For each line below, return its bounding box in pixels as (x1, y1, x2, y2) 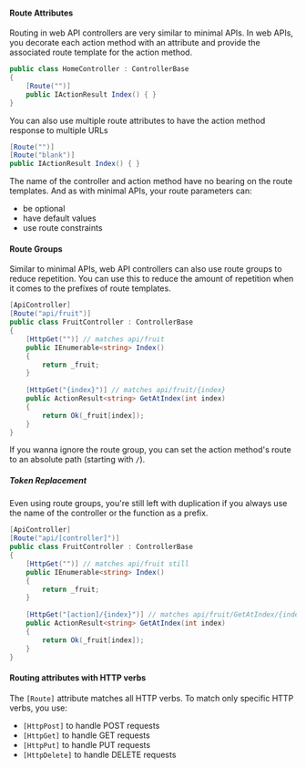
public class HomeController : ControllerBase (9, 65, 189, 74)
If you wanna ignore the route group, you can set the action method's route (9, 444, 291, 455)
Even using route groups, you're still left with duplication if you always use (9, 498, 288, 509)
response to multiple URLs (9, 124, 108, 136)
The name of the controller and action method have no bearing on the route (9, 176, 293, 187)
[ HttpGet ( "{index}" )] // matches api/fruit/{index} (25, 386, 226, 395)
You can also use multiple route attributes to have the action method (9, 115, 266, 126)
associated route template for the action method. (9, 47, 193, 58)
